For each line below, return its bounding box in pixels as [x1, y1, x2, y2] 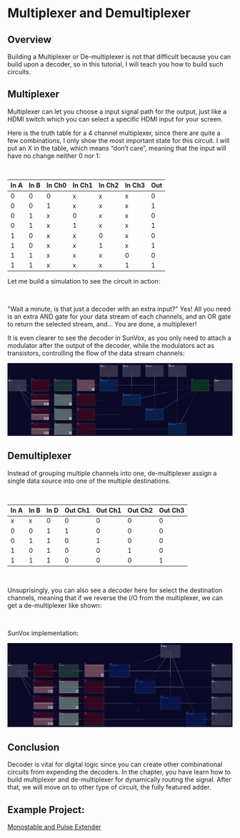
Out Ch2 [127, 506, 154, 515]
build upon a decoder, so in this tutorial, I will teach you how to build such [7, 60, 224, 69]
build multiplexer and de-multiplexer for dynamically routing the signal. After [7, 775, 232, 784]
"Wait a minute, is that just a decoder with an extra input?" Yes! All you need [7, 304, 231, 313]
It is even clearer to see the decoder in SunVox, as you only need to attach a [7, 334, 231, 342]
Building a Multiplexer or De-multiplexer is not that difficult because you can [7, 52, 231, 61]
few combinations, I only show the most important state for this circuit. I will [7, 136, 230, 144]
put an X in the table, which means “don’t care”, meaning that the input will [7, 144, 226, 152]
